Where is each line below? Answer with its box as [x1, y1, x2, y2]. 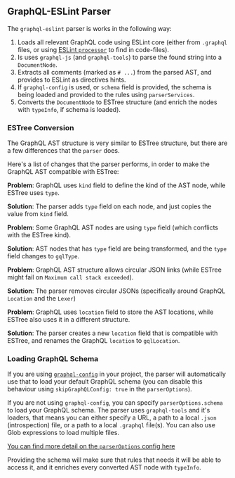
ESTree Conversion [7, 122, 74, 132]
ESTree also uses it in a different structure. [7, 315, 130, 324]
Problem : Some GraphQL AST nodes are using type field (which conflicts [7, 223, 219, 232]
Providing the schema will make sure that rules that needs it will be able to [7, 455, 222, 464]
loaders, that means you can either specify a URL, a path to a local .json [7, 413, 217, 422]
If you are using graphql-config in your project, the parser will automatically [7, 370, 227, 379]
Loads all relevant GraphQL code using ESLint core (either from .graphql [17, 38, 228, 46]
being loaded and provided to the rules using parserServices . [17, 90, 195, 99]
